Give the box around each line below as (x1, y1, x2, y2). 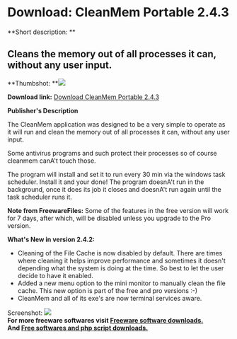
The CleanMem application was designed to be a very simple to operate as (7, 120, 226, 128)
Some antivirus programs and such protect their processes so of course (7, 149, 217, 157)
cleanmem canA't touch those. (7, 156, 97, 165)
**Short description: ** (7, 28, 76, 36)
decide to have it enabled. (17, 271, 93, 280)
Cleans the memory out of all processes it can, (7, 48, 217, 60)
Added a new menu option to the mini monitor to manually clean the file (17, 279, 226, 287)
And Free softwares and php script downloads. (7, 323, 149, 332)
